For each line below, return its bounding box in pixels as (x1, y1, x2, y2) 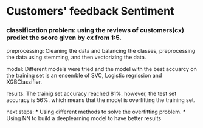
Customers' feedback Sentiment (6, 4, 174, 18)
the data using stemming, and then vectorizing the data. (6, 53, 146, 61)
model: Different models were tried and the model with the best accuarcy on (6, 66, 198, 73)
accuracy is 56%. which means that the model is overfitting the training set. (6, 96, 196, 104)
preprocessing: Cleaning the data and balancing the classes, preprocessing (6, 47, 196, 55)
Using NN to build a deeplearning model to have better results (6, 115, 162, 122)
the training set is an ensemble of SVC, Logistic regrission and (6, 72, 162, 79)
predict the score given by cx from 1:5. (6, 33, 122, 42)
